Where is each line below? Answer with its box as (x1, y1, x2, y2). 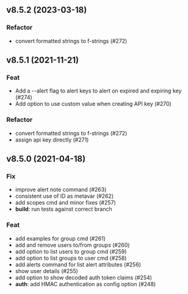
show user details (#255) (15, 267, 78, 274)
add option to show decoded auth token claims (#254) (15, 274, 153, 281)
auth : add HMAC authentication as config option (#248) (15, 280, 156, 287)
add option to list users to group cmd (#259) (15, 247, 127, 255)
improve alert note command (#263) (15, 186, 107, 194)
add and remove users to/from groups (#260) (15, 241, 130, 249)
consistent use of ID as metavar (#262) (15, 192, 114, 200)
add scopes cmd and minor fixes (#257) (15, 199, 116, 206)
